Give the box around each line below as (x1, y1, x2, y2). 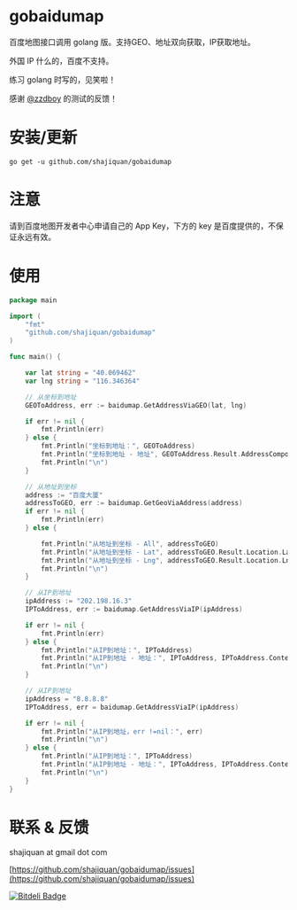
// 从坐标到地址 (25, 393, 77, 401)
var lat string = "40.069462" (25, 369, 137, 377)
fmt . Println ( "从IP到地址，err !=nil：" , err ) (41, 727, 203, 736)
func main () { (9, 353, 62, 362)
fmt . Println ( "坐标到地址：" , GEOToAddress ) (41, 441, 196, 451)
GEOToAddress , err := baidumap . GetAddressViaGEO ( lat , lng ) (25, 401, 247, 409)
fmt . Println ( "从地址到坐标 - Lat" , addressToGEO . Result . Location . (41, 548, 283, 556)
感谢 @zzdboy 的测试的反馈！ (9, 93, 118, 104)
